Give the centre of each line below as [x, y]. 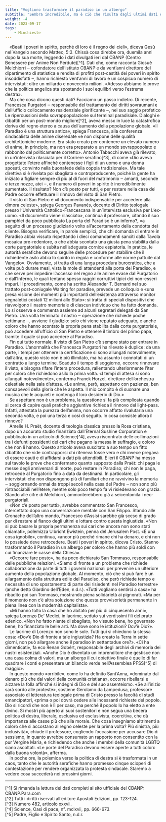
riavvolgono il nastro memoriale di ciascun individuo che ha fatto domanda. [82, 305]
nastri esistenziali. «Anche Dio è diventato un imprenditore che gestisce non [83, 653]
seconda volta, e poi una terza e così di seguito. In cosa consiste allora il [79, 415]
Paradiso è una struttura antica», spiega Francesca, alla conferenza [74, 131]
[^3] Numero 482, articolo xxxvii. [39, 804]
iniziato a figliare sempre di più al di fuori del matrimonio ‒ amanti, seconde [82, 178]
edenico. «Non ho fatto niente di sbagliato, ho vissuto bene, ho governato [80, 621]
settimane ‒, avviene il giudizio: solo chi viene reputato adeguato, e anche [81, 321]
